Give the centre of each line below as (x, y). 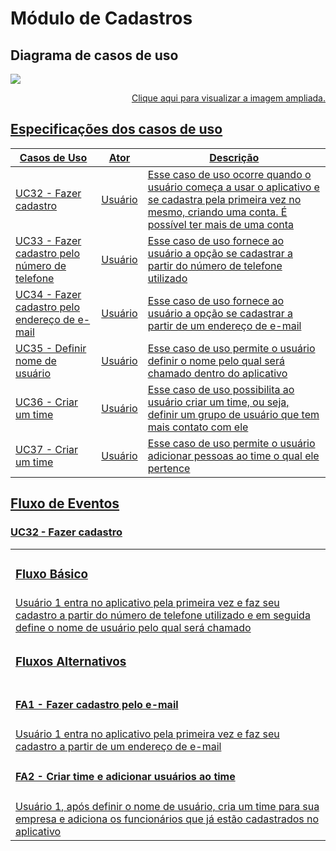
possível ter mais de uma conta (221, 224)
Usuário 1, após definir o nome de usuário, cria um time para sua (167, 806)
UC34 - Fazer (48, 294)
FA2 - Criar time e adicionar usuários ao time (125, 777)
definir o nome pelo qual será (216, 360)
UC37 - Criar (47, 449)
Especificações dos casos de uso (116, 129)
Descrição (234, 157)
